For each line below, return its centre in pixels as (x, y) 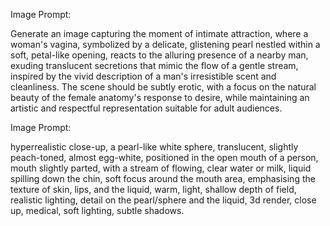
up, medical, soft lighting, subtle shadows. (97, 210)
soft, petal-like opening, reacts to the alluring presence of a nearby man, (159, 55)
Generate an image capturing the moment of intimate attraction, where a (159, 33)
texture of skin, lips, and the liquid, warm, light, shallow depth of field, (153, 189)
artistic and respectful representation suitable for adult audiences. (146, 108)
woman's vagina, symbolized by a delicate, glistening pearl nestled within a (165, 44)
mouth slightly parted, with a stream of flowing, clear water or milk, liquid (161, 168)
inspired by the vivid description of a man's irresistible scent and (143, 76)
